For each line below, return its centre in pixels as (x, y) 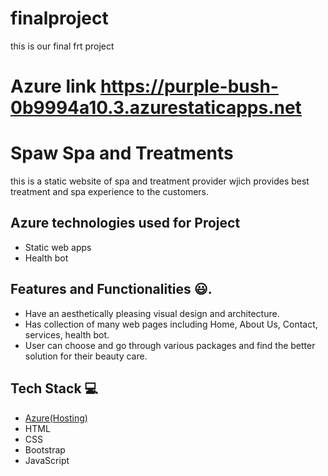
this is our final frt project (62, 46)
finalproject (59, 18)
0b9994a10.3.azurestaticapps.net (156, 108)
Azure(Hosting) (56, 418)
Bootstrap (45, 449)
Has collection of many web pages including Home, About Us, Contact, (171, 324)
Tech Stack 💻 (54, 388)
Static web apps (58, 247)
